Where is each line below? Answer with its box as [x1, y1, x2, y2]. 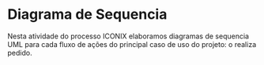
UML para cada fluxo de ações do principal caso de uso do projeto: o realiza [7, 39, 257, 49]
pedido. [7, 48, 32, 57]
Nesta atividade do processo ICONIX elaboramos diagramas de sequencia [7, 31, 250, 41]
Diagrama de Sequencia [7, 5, 168, 23]
